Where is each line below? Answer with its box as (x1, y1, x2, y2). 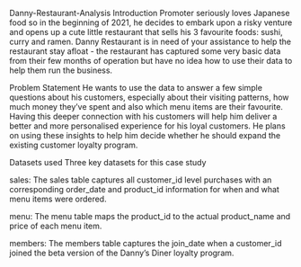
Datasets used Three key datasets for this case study (9, 157, 207, 167)
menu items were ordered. (9, 193, 107, 204)
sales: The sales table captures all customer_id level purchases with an (9, 174, 272, 185)
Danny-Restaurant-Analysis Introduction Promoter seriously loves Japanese (9, 8, 290, 18)
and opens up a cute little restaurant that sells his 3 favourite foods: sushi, (9, 27, 283, 37)
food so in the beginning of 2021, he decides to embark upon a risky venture (9, 17, 293, 28)
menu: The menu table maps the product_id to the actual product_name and (9, 211, 291, 221)
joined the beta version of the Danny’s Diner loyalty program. (9, 247, 235, 258)
